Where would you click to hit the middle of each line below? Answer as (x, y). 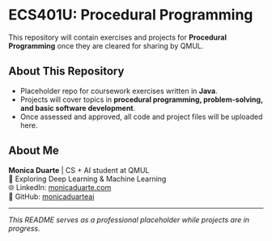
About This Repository (66, 72)
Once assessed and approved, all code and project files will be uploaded (141, 116)
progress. (24, 228)
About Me (34, 151)
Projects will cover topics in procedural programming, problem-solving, (141, 99)
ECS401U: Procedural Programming (131, 15)
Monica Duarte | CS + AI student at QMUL (79, 170)
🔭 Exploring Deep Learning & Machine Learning (87, 179)
